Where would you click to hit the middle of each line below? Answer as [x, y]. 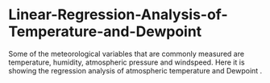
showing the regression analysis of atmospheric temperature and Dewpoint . [135, 70]
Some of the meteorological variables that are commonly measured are [126, 53]
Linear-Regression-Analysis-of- [118, 15]
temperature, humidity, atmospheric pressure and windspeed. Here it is [127, 62]
